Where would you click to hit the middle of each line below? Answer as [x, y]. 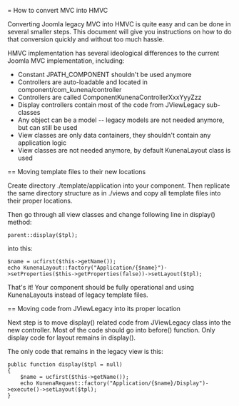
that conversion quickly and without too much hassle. [86, 39]
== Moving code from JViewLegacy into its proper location [94, 309]
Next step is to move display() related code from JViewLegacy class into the [119, 323]
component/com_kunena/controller [70, 90]
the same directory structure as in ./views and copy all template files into [114, 193]
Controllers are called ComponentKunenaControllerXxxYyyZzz [110, 97]
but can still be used [47, 127]
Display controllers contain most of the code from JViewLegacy [111, 105]
